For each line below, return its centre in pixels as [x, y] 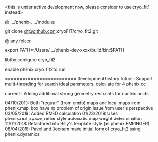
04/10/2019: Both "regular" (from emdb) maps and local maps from [73, 103]
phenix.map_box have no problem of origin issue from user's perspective [79, 108]
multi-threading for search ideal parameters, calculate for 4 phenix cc [76, 84]
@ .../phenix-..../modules [30, 22]
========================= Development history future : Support [79, 79]
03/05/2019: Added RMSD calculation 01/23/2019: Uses [61, 113]
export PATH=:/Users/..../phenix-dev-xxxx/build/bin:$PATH [65, 50]
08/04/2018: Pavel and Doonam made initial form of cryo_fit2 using [73, 129]
